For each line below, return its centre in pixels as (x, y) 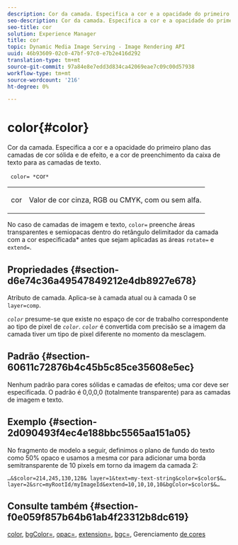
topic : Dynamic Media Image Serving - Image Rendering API (96, 47)
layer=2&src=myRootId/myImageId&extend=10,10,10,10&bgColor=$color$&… (114, 484)
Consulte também (48, 506)
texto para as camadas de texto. (54, 163)
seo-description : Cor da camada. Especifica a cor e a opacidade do (110, 21)
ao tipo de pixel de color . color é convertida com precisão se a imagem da (117, 326)
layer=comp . (24, 305)
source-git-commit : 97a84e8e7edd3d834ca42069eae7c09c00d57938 (101, 67)
